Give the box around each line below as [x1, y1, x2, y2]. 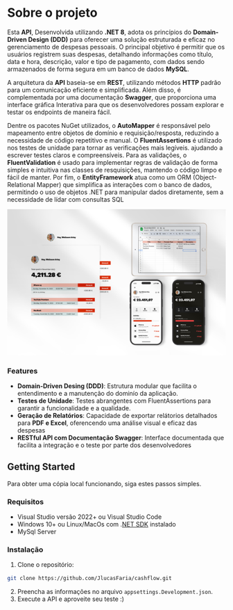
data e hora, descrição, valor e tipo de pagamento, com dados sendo [7, 57, 205, 65]
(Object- [193, 172, 217, 182]
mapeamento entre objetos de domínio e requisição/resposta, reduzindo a [7, 129, 219, 137]
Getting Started [7, 461, 76, 473]
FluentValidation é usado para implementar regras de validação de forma [7, 158, 218, 166]
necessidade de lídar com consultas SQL [7, 195, 124, 203]
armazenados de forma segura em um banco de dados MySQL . [7, 65, 189, 73]
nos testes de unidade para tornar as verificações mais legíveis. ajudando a [7, 143, 223, 152]
